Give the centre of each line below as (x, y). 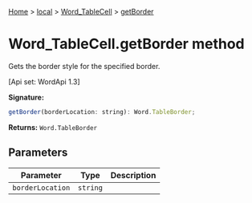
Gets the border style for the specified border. (84, 66)
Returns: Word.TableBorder (53, 127)
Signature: (26, 97)
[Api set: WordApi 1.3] (44, 81)
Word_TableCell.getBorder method (126, 44)
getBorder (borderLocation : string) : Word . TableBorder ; (102, 112)
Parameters (38, 153)
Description (133, 175)
